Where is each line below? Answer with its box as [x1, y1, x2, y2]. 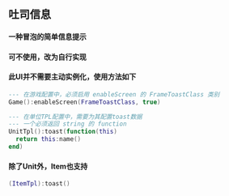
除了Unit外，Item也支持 [8, 161, 88, 171]
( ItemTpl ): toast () [8, 180, 70, 188]
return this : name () [15, 135, 82, 143]
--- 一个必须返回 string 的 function [8, 120, 127, 128]
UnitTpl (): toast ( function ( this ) [8, 128, 117, 136]
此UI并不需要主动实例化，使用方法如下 [8, 72, 137, 82]
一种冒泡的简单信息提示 [8, 32, 87, 41]
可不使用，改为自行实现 [8, 52, 87, 62]
